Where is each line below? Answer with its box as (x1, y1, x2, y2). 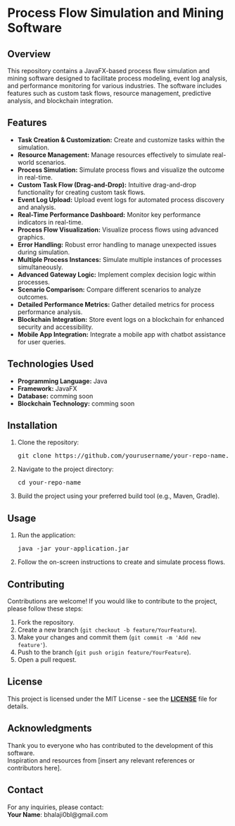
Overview (7, 48, 51, 60)
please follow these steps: (7, 604, 83, 613)
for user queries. (17, 337, 66, 346)
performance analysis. (17, 308, 83, 316)
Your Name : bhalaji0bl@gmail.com (7, 810, 108, 818)
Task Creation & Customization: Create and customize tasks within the (17, 135, 225, 144)
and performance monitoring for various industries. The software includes (7, 82, 222, 89)
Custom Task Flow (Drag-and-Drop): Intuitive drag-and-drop (17, 180, 197, 189)
